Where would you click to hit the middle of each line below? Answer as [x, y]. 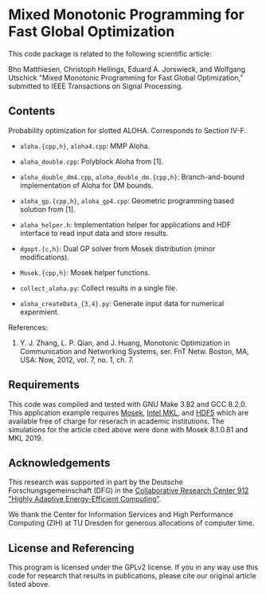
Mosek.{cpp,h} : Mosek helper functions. [85, 272]
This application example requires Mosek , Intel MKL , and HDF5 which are [129, 412]
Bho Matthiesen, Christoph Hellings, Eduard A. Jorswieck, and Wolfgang [127, 69]
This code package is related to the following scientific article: [110, 53]
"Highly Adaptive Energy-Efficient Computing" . [85, 499]
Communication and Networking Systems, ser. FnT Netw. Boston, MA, [134, 351]
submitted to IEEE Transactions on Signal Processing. [96, 86]
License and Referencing [71, 548]
